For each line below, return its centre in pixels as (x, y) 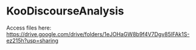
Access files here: (29, 28)
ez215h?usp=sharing (33, 40)
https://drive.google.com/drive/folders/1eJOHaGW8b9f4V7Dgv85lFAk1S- (98, 34)
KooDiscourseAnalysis (65, 11)
